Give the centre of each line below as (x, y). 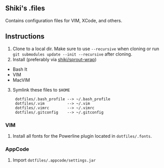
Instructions (25, 37)
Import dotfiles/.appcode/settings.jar (54, 160)
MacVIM (21, 80)
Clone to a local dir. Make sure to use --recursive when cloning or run (86, 49)
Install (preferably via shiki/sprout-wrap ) (55, 59)
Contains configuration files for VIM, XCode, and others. (64, 20)
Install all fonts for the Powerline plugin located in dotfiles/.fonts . (82, 136)
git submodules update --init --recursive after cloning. (72, 54)
